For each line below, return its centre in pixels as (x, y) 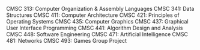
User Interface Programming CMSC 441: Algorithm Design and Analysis (95, 28)
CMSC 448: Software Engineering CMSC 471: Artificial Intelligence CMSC (97, 34)
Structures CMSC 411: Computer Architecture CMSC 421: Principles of (93, 15)
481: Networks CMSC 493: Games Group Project (67, 41)
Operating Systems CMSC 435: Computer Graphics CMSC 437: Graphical (97, 21)
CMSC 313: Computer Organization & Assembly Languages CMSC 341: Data (100, 9)
